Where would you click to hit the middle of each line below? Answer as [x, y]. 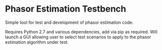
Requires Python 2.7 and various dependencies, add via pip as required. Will [81, 32]
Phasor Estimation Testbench [65, 9]
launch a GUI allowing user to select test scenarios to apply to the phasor [78, 37]
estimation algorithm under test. [37, 42]
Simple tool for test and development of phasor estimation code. [69, 22]
